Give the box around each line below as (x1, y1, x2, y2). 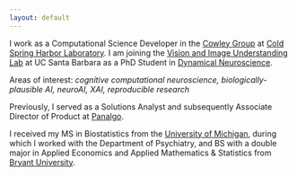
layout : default (9, 13, 70, 22)
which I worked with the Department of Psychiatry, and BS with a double (9, 137, 277, 148)
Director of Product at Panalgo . (9, 110, 124, 121)
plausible (9, 84, 43, 94)
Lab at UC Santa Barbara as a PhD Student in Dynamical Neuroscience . (9, 57, 274, 67)
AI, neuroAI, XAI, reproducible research (44, 84, 190, 94)
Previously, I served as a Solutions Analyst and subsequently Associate (9, 101, 273, 112)
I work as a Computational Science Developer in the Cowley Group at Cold (9, 38, 284, 48)
